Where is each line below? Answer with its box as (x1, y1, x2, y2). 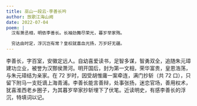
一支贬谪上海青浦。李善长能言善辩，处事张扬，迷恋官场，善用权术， (26, 79, 191, 86)
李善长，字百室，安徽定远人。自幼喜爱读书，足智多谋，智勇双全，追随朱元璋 (6, 58, 191, 64)
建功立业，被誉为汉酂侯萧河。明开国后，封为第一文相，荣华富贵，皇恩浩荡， (6, 65, 191, 72)
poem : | (6, 24, 25, 31)
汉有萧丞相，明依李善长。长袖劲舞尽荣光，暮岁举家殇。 (11, 30, 125, 36)
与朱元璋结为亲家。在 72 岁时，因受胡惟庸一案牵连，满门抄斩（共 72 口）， (6, 72, 186, 79)
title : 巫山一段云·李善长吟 (6, 8, 67, 15)
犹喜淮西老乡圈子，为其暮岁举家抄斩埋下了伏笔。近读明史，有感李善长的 (6, 87, 181, 93)
